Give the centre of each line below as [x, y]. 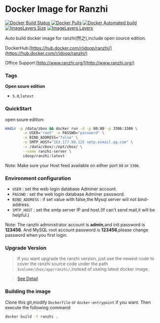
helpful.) [21, 215]
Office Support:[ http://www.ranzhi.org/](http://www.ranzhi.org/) [70, 63]
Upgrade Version [26, 248]
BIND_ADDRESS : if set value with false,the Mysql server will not [74, 199]
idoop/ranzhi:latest [44, 156]
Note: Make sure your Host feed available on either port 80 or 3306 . [73, 165]
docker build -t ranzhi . [32, 317]
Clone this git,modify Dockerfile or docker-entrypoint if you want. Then [78, 302]
